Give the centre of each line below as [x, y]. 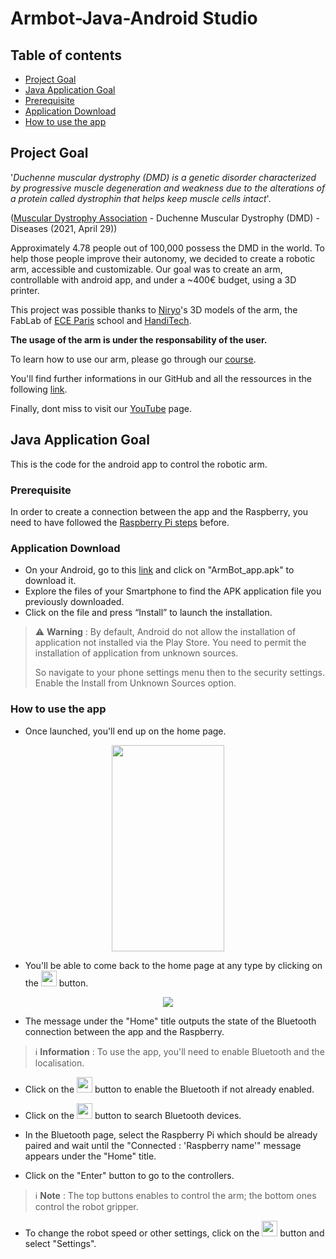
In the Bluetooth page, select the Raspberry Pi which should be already [171, 1134]
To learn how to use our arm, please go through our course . [133, 359]
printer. [25, 290]
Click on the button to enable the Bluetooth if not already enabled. [169, 1089]
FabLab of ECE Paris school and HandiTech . [101, 320]
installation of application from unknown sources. [136, 653]
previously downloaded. [74, 602]
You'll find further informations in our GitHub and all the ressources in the [161, 378]
